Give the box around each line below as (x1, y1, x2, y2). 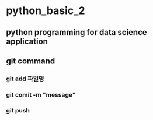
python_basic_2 (6, 4, 86, 17)
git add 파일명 (6, 75, 44, 83)
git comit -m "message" (6, 90, 76, 98)
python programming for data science (6, 27, 147, 37)
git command (6, 56, 55, 66)
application (6, 36, 48, 46)
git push (6, 106, 30, 114)
